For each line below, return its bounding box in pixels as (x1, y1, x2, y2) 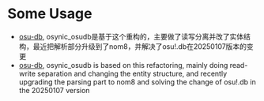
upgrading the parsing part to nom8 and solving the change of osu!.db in (18, 77, 256, 87)
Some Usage (7, 5, 92, 23)
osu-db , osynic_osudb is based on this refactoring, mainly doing (18, 60, 228, 69)
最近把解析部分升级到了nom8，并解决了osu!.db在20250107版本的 (32, 41, 247, 51)
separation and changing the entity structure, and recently (37, 69, 227, 78)
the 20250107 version (18, 85, 90, 95)
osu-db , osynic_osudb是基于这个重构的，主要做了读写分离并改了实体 (18, 32, 244, 41)
